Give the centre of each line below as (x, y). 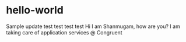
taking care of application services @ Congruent (64, 32)
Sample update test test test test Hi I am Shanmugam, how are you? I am (93, 26)
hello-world (35, 10)
